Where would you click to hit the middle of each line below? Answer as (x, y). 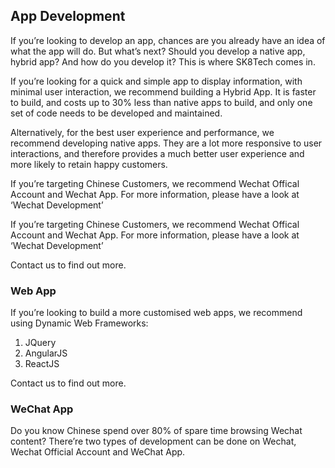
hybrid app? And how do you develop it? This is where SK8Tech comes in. (163, 61)
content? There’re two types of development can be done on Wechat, (153, 441)
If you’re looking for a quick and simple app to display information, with (156, 81)
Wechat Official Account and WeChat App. (98, 452)
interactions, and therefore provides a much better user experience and (157, 153)
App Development (68, 16)
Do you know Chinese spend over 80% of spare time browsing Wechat (156, 431)
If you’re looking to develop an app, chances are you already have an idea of (168, 40)
